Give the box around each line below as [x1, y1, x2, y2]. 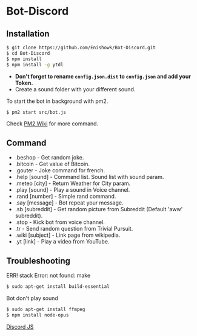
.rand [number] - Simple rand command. [15, 193, 116, 200]
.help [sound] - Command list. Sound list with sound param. [15, 173, 164, 181]
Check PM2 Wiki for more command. [6, 120, 99, 127]
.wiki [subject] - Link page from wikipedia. [15, 231, 121, 239]
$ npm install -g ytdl [6, 61, 64, 68]
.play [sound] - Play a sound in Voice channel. [15, 186, 130, 194]
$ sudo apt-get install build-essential [6, 284, 110, 290]
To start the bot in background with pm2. [6, 97, 109, 105]
